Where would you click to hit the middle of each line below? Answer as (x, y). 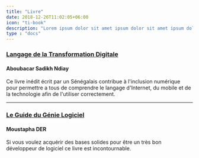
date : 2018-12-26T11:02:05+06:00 (47, 17)
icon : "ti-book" (26, 22)
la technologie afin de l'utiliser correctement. (61, 94)
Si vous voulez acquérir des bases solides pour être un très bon (84, 142)
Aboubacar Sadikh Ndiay (38, 68)
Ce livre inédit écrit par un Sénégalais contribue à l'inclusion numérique (93, 82)
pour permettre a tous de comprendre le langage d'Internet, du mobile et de (99, 88)
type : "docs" (24, 34)
